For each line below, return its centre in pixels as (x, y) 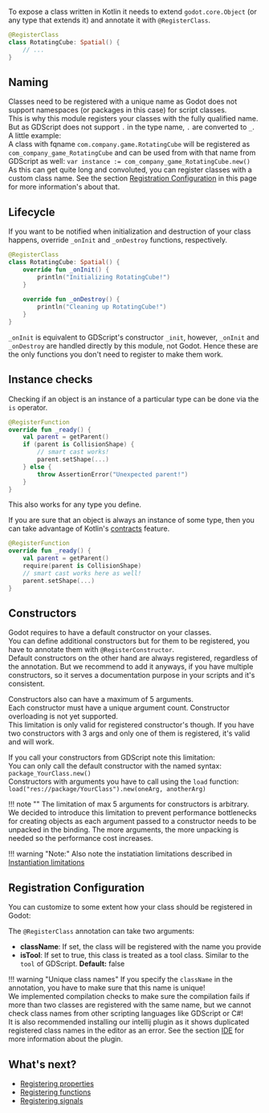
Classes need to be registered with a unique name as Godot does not (123, 102)
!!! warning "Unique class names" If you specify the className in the (120, 980)
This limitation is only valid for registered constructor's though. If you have (131, 725)
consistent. (27, 684)
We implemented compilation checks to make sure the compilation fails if (129, 997)
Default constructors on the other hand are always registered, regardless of (133, 658)
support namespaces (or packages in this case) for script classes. (118, 110)
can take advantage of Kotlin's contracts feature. (89, 528)
